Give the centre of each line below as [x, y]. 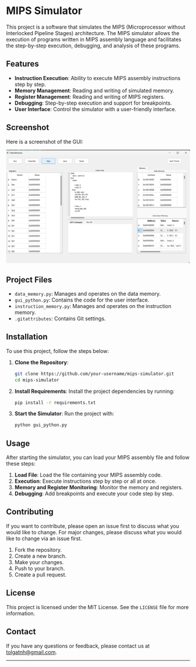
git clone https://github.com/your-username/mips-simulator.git [94, 374]
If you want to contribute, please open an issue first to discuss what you [93, 526]
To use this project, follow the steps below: [57, 351]
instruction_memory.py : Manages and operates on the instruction [93, 306]
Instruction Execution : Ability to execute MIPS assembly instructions [97, 78]
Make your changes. [39, 562]
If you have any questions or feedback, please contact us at [78, 646]
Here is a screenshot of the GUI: [45, 141]
